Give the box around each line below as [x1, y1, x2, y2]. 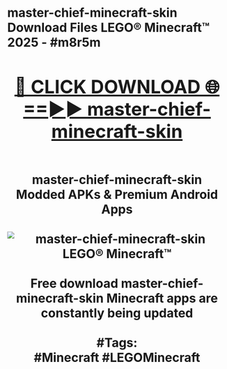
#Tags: [96, 335, 138, 350]
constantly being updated [40, 305, 194, 321]
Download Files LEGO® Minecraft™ [7, 20, 210, 36]
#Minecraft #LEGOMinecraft [33, 349, 201, 366]
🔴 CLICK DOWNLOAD [14, 75, 201, 98]
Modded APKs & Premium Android [16, 186, 218, 202]
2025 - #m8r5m [7, 35, 101, 50]
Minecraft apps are [106, 290, 218, 306]
